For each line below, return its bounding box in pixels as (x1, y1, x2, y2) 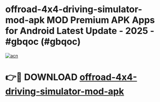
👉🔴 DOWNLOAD (5, 72, 78, 83)
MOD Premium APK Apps (46, 14, 155, 26)
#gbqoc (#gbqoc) (5, 36, 81, 48)
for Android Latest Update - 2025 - (5, 25, 155, 37)
